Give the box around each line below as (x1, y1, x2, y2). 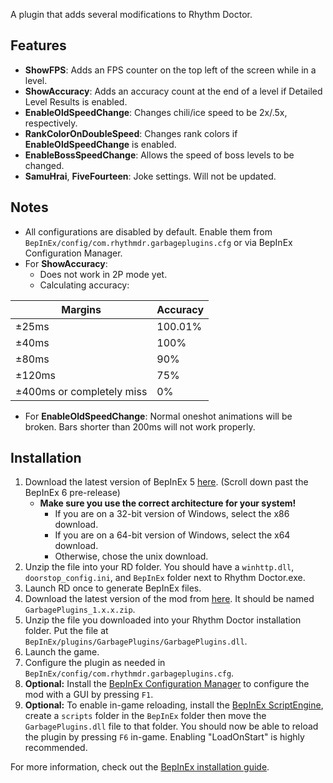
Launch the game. (24, 646, 100, 658)
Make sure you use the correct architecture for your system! (39, 497, 297, 509)
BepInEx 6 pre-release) (24, 487, 121, 499)
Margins (61, 302, 102, 316)
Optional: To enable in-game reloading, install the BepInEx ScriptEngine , (24, 699, 324, 711)
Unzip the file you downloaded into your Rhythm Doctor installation (24, 614, 302, 626)
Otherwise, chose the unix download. (54, 550, 209, 563)
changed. (24, 159, 65, 171)
